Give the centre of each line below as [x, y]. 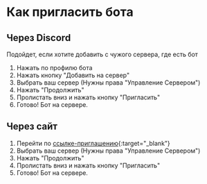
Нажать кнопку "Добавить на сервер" [73, 75]
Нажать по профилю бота [54, 68]
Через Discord [39, 38]
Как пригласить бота [70, 12]
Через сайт [32, 127]
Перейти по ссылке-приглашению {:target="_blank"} [93, 143]
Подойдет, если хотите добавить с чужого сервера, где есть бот [102, 54]
